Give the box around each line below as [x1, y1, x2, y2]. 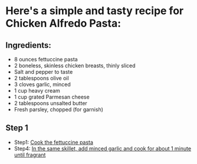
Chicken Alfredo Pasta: [5, 17, 122, 30]
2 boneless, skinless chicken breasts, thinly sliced [14, 62, 136, 69]
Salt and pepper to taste [14, 68, 73, 75]
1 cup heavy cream [14, 87, 60, 94]
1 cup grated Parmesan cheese [14, 93, 90, 100]
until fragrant [14, 151, 46, 158]
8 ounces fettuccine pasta [14, 56, 78, 63]
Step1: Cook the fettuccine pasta [14, 139, 94, 146]
